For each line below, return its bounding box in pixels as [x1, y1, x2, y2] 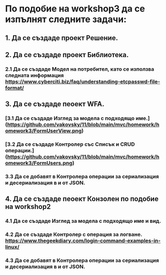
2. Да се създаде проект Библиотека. [5, 51, 129, 59]
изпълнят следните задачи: [5, 14, 127, 25]
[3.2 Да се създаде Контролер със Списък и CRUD [5, 141, 135, 148]
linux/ [5, 243, 20, 250]
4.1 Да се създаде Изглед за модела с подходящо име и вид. [5, 217, 162, 224]
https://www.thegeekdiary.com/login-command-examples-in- [5, 237, 161, 244]
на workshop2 [5, 202, 51, 211]
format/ [5, 84, 24, 91]
